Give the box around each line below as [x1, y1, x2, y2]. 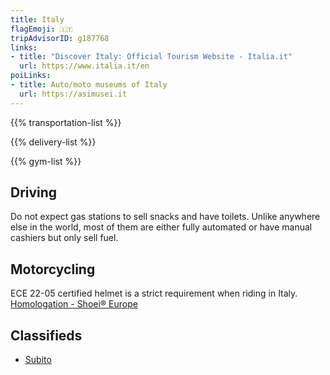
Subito [24, 354, 52, 366]
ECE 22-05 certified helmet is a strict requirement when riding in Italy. [10, 287, 298, 300]
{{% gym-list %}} [10, 155, 82, 167]
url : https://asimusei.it [19, 89, 128, 99]
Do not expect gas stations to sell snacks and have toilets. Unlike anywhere [10, 211, 321, 223]
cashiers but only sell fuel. [10, 232, 119, 244]
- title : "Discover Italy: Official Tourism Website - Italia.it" [10, 52, 293, 62]
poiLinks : [10, 71, 52, 81]
